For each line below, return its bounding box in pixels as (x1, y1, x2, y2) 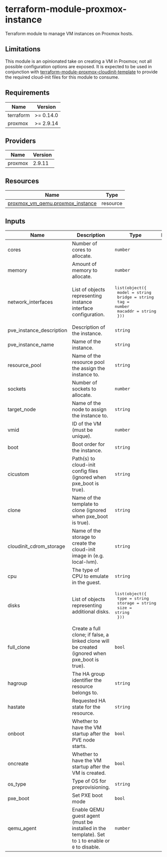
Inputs (5, 217, 26, 225)
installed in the (72, 825, 106, 832)
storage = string (117, 601, 157, 606)
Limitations (5, 45, 41, 53)
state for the (72, 704, 101, 710)
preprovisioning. (72, 784, 110, 790)
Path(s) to (72, 455, 95, 462)
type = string (117, 596, 149, 601)
